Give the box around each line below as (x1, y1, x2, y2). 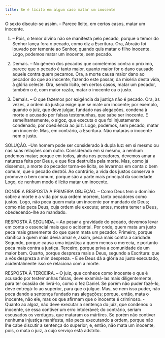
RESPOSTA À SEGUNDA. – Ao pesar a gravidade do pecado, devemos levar (5, 219, 159, 225)
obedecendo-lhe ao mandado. (5, 209, 67, 215)
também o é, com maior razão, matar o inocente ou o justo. (12, 86, 132, 92)
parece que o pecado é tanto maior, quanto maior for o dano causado (12, 66, 154, 72)
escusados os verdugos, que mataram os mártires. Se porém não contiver (5, 311, 156, 317)
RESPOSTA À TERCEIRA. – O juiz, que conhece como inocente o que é (5, 270, 148, 276)
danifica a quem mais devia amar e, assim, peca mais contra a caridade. (5, 234, 152, 240)
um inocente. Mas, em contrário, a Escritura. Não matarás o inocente (12, 127, 152, 133)
